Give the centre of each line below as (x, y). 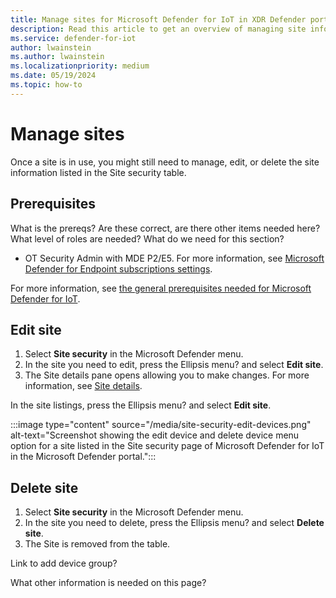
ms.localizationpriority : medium (80, 66)
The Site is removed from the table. (97, 544)
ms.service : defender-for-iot (73, 38)
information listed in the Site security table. (98, 172)
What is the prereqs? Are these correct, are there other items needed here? (165, 228)
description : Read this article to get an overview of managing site (158, 29)
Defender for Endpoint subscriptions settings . (118, 268)
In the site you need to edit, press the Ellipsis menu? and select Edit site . (174, 365)
